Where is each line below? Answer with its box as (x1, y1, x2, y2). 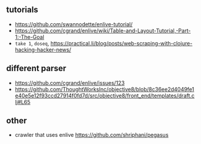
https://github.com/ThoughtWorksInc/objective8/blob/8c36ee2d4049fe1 (14, 85, 194, 93)
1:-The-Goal (14, 33, 45, 41)
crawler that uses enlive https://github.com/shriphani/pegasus (14, 131, 169, 139)
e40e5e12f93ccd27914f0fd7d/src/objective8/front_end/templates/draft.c (14, 92, 195, 99)
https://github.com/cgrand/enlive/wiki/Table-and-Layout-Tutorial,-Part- (14, 27, 191, 34)
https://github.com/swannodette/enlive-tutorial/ (14, 20, 133, 27)
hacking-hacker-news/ (14, 46, 72, 53)
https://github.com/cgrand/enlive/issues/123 (14, 79, 125, 86)
